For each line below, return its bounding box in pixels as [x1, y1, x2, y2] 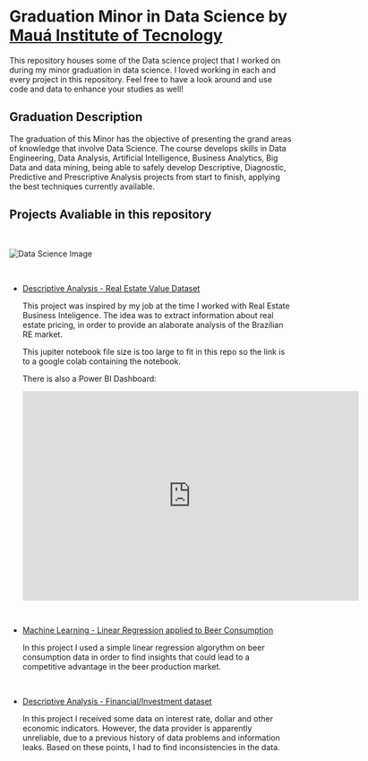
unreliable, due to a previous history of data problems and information [21, 732, 280, 743]
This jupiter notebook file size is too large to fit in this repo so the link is [21, 346, 286, 357]
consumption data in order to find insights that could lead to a [21, 652, 251, 662]
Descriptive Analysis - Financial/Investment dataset [21, 696, 212, 707]
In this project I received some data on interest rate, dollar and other [21, 713, 273, 724]
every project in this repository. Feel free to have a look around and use [9, 74, 273, 84]
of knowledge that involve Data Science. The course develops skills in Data [9, 143, 287, 153]
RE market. [21, 329, 63, 340]
